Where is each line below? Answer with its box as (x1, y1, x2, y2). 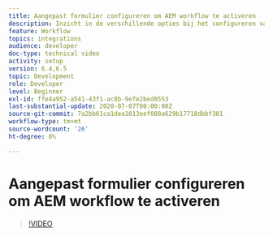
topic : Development (8, 72, 75, 80)
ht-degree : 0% (8, 132, 57, 140)
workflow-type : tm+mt (8, 118, 82, 126)
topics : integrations (8, 34, 82, 43)
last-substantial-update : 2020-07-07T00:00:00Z (8, 102, 173, 110)
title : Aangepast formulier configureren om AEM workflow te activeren (8, 11, 256, 20)
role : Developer (8, 79, 63, 88)
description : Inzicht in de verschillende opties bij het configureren (8, 19, 256, 28)
